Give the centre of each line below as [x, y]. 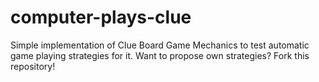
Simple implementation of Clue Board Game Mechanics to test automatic [160, 45]
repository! [33, 66]
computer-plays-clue [101, 17]
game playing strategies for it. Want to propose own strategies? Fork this [160, 55]
